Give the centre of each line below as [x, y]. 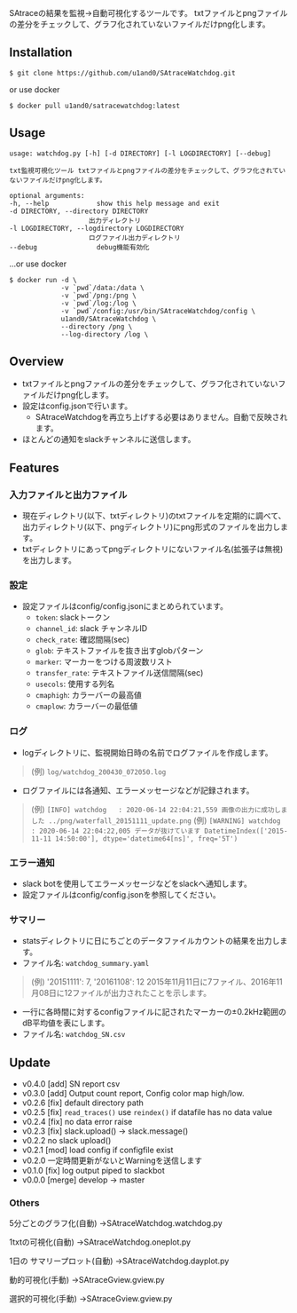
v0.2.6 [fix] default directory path [83, 1103]
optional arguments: [47, 195]
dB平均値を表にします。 [66, 1023]
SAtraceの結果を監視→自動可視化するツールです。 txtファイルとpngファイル [148, 13]
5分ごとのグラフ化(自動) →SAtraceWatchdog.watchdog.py [116, 1223]
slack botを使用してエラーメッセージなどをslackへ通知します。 [137, 884]
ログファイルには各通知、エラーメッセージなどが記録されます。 [138, 790]
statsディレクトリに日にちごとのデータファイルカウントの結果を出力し [151, 941]
